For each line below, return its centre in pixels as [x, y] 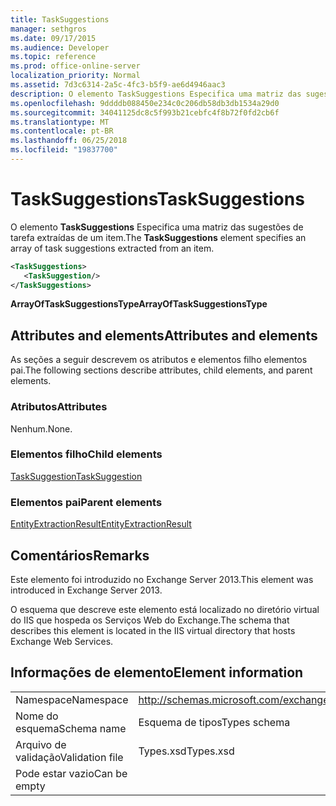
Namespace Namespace [72, 699]
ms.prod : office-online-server [75, 66]
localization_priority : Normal [75, 76]
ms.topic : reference [53, 57]
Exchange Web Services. [62, 641]
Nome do [37, 716]
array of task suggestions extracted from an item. [112, 248]
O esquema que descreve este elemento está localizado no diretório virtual [165, 609]
